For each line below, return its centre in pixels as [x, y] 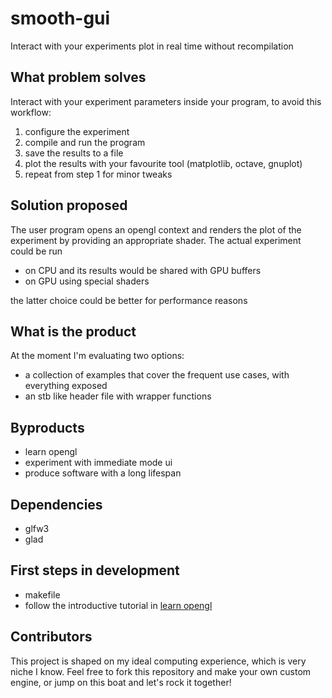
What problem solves [78, 77]
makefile [42, 594]
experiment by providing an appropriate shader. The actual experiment [156, 240]
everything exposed [66, 386]
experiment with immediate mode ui [98, 463]
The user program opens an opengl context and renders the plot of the [156, 229]
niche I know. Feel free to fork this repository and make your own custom [161, 671]
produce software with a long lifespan [103, 473]
